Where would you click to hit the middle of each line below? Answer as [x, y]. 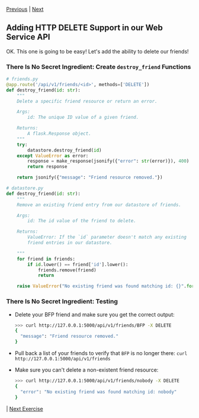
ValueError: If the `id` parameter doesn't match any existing [107, 237]
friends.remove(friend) [67, 270]
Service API [28, 37]
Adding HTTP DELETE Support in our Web [84, 28]
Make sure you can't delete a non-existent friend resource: [86, 370]
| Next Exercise [25, 408]
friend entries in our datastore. [70, 243]
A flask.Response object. [60, 134]
